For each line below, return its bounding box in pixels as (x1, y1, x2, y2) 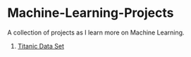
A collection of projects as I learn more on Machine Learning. (7, 28, 185, 37)
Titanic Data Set (17, 42, 65, 50)
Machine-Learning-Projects (7, 5, 174, 21)
